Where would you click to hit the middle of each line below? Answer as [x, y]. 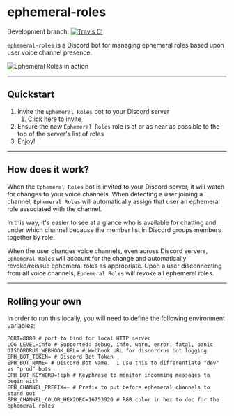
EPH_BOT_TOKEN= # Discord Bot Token [60, 357]
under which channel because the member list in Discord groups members [114, 230]
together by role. [31, 237]
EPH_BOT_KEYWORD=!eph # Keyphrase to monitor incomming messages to [109, 375]
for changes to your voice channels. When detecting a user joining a [105, 194]
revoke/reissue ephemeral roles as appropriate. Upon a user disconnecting [115, 266]
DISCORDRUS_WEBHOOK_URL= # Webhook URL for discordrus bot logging [107, 351]
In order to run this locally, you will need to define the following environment [116, 318]
